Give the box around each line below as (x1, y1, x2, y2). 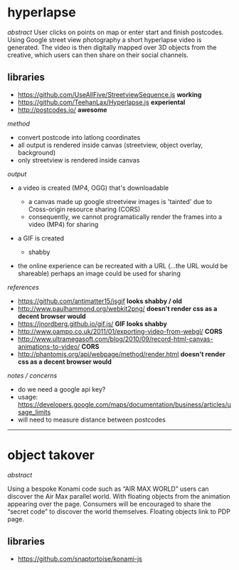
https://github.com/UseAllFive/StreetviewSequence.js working (17, 90, 202, 98)
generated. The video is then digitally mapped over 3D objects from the (7, 43, 217, 51)
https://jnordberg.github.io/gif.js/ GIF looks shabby (17, 319, 167, 328)
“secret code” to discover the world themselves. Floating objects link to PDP (7, 507, 231, 516)
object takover (7, 447, 95, 463)
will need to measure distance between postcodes (17, 415, 166, 424)
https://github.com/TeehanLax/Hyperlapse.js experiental (17, 98, 186, 106)
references (7, 283, 39, 291)
